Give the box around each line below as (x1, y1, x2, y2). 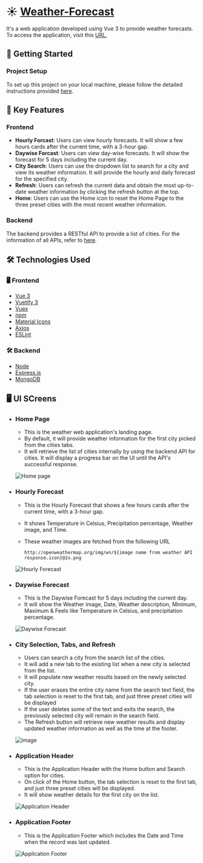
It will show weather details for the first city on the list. (24, 791, 159, 798)
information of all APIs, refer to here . (6, 236, 97, 243)
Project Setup (6, 67, 47, 76)
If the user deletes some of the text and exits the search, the (24, 706, 175, 713)
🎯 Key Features (6, 105, 65, 115)
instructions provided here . (6, 87, 74, 94)
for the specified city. (15, 175, 68, 183)
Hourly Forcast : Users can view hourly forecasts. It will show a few (15, 137, 184, 144)
